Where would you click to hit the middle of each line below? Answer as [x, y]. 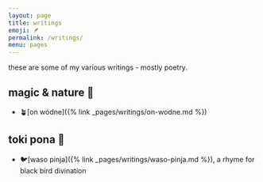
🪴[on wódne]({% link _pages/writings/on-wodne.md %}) [113, 112]
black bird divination [53, 170]
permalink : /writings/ [46, 38]
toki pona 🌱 [37, 140]
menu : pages [28, 45]
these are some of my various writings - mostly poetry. [98, 67]
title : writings [35, 23]
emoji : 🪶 [24, 30]
